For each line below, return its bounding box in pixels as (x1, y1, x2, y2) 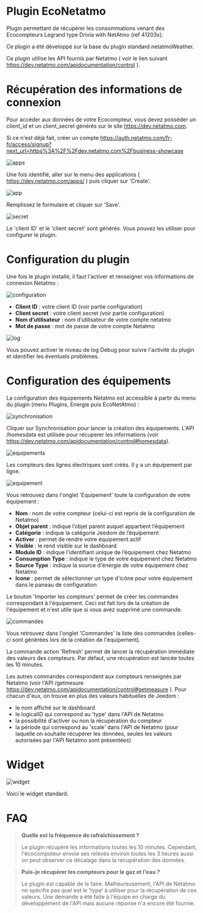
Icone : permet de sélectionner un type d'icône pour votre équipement (15, 574, 193, 582)
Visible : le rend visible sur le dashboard (15, 542, 117, 549)
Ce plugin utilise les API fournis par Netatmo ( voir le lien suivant (6, 54, 168, 62)
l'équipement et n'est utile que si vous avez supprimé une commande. (6, 606, 183, 613)
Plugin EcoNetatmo (6, 4, 106, 18)
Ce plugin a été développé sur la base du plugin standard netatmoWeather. (6, 43, 194, 50)
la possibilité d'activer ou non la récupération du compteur (15, 717, 162, 724)
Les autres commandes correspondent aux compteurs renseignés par (6, 672, 182, 680)
